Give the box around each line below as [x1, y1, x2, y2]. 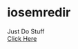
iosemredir [7, 5, 71, 20]
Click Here [7, 34, 37, 42]
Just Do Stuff [7, 27, 45, 35]
